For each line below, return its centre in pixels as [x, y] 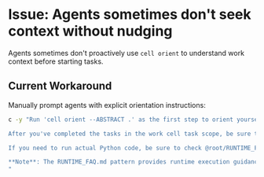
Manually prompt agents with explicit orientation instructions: [107, 105]
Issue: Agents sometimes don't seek [130, 15]
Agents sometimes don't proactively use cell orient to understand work [126, 53]
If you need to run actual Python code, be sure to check [105, 148]
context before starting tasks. [56, 61]
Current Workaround [60, 86]
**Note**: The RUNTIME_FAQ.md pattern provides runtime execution [119, 162]
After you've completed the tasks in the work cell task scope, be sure [130, 134]
